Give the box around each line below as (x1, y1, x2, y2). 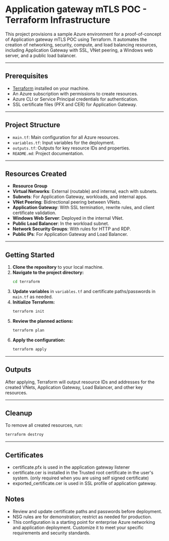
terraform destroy (5, 432, 44, 437)
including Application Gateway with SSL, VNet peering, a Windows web (5, 47, 153, 53)
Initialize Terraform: (12, 299, 55, 305)
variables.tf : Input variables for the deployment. (12, 139, 115, 145)
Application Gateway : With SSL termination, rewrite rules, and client (12, 205, 155, 211)
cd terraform (12, 279, 40, 284)
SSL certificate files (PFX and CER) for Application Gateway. (12, 101, 137, 107)
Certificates (5, 451, 44, 459)
